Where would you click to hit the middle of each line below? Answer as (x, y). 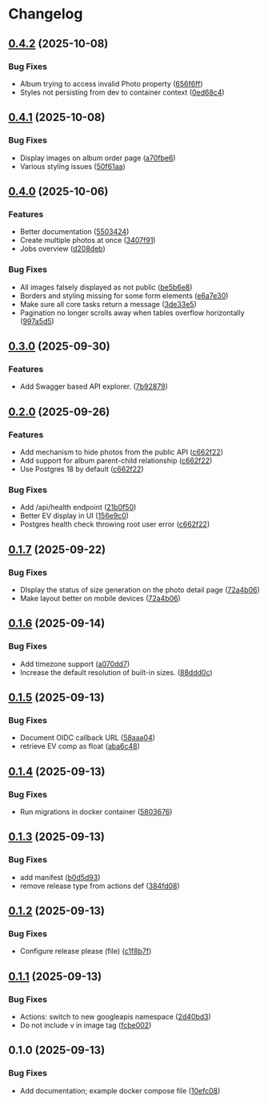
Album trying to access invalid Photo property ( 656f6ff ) (111, 83)
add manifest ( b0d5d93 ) (60, 877)
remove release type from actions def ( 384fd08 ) (100, 886)
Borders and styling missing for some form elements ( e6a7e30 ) (124, 295)
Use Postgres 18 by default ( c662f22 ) (82, 469)
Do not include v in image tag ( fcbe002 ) (86, 1025)
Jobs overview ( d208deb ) (62, 248)
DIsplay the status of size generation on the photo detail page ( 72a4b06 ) (140, 589)
